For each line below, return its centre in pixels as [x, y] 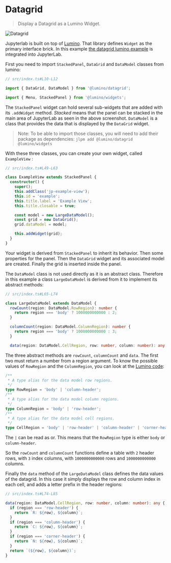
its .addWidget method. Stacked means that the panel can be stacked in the [84, 112]
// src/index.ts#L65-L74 [32, 294]
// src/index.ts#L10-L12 [32, 79]
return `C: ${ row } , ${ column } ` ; [49, 527]
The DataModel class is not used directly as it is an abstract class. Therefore [84, 274]
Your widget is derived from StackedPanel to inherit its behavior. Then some [84, 253]
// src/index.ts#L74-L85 [32, 494]
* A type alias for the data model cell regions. [61, 418]
